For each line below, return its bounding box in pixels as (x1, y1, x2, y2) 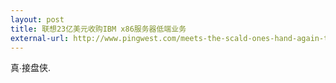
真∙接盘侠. (10, 62, 51, 74)
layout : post (10, 14, 65, 25)
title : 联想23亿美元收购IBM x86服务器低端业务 (10, 24, 187, 34)
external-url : (10, 33, 70, 43)
